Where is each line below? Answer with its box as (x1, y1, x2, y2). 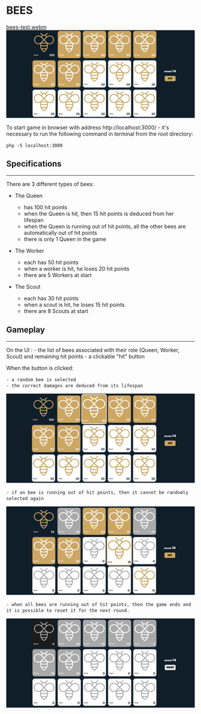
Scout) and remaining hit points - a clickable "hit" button (6, 353, 145, 360)
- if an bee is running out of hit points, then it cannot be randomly (6, 489, 188, 495)
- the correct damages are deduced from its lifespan (6, 382, 144, 388)
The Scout (14, 283, 41, 290)
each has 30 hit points (23, 294, 79, 302)
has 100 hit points (23, 203, 68, 210)
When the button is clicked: (6, 364, 74, 372)
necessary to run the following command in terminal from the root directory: (6, 130, 193, 137)
